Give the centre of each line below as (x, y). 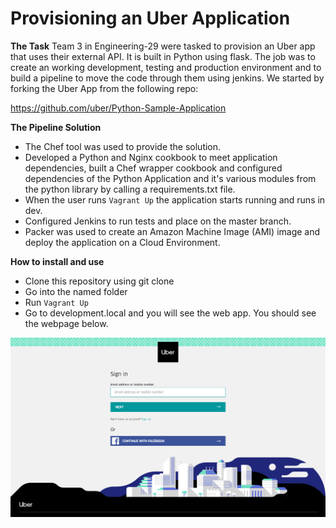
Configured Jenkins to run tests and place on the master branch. (158, 221)
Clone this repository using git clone (99, 281)
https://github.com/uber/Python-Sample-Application (118, 108)
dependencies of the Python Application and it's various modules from (170, 178)
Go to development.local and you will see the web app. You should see (170, 313)
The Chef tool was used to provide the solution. (123, 146)
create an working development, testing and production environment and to (166, 67)
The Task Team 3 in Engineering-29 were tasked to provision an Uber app (163, 46)
